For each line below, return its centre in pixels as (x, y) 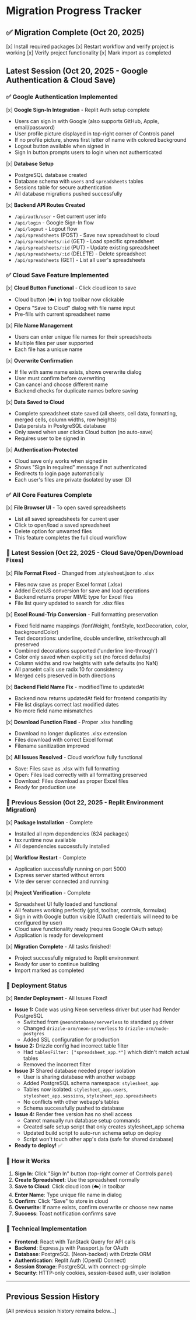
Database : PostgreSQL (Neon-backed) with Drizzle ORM (83, 1254)
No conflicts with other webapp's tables (71, 1102)
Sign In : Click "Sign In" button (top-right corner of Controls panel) (94, 1174)
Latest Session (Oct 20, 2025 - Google (77, 71)
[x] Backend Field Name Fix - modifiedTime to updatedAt (75, 687)
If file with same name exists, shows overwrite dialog (78, 372)
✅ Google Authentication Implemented (62, 97)
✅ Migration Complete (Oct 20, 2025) (75, 33)
